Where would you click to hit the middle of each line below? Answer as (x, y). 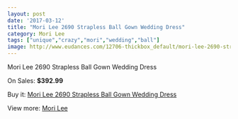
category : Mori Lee (36, 34)
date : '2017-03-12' (36, 21)
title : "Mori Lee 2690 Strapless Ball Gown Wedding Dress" (96, 27)
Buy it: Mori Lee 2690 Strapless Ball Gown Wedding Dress (92, 94)
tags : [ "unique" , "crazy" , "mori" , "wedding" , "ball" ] (84, 40)
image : (17, 47)
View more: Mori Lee (38, 108)
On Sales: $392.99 (35, 81)
